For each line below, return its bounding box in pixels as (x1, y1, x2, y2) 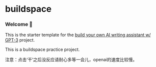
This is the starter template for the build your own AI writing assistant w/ (5, 32, 151, 38)
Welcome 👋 (5, 21, 33, 28)
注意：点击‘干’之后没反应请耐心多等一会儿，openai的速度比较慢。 (5, 57, 137, 63)
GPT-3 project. (5, 37, 35, 43)
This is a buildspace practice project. (5, 46, 80, 52)
